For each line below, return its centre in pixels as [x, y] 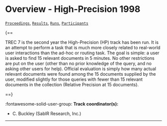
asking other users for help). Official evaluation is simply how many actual [81, 69]
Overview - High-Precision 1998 [73, 9]
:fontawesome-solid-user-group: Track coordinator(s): [62, 104]
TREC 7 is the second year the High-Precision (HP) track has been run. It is [82, 42]
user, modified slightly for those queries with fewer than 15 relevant [74, 79]
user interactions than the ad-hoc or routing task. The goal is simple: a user [82, 53]
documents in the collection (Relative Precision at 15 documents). [72, 84]
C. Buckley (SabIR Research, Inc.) [47, 114]
